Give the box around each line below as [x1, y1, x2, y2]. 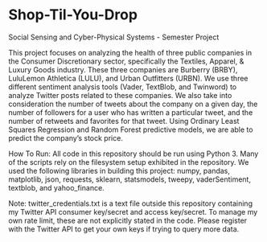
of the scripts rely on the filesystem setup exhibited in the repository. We [8, 157, 249, 166]
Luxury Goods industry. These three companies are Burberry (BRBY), [8, 64, 238, 74]
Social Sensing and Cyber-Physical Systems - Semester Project [8, 32, 220, 42]
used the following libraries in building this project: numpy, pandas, [8, 166, 231, 175]
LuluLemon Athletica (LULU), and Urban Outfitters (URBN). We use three [8, 73, 249, 83]
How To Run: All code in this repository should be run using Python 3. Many [8, 149, 259, 158]
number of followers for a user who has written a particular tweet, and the [8, 107, 253, 117]
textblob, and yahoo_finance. [8, 183, 105, 192]
